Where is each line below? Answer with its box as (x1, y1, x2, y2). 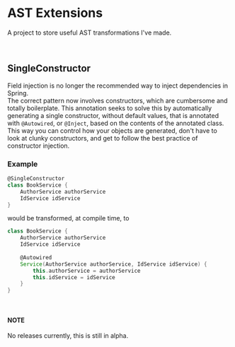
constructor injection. (7, 141, 70, 150)
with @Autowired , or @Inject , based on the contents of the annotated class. (7, 119, 224, 127)
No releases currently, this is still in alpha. (7, 331, 129, 340)
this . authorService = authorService (33, 267, 141, 274)
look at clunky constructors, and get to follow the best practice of (7, 134, 198, 142)
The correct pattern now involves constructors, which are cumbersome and (7, 96, 228, 105)
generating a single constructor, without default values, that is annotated (7, 111, 219, 119)
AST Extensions (7, 5, 103, 21)
